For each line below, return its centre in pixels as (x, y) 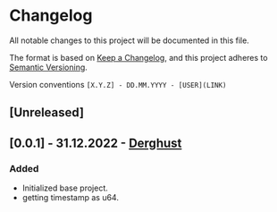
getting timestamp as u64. (70, 198)
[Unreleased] (47, 113)
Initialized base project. (65, 188)
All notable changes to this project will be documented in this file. (130, 40)
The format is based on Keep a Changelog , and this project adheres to (138, 57)
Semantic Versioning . (48, 67)
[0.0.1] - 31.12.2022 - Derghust (96, 143)
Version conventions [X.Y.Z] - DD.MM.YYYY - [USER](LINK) (118, 84)
